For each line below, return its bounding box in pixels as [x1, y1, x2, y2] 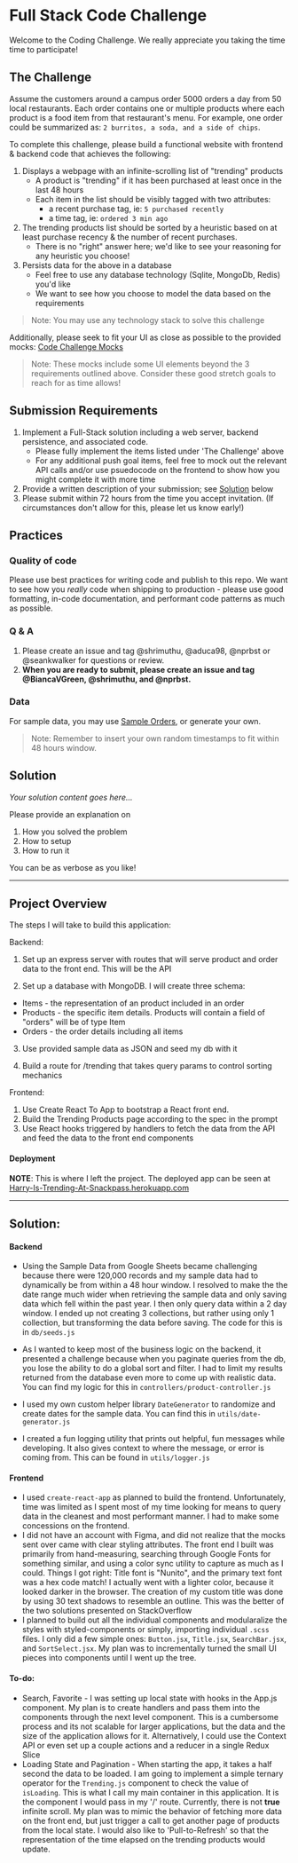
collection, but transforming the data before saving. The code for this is [21, 1317, 283, 1328]
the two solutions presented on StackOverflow [21, 1606, 192, 1616]
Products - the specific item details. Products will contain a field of [21, 1007, 266, 1018]
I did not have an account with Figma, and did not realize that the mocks [21, 1530, 286, 1541]
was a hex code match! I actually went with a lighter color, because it [21, 1577, 274, 1588]
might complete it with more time [35, 474, 156, 485]
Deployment [9, 1153, 56, 1164]
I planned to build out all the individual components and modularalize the [21, 1614, 288, 1625]
